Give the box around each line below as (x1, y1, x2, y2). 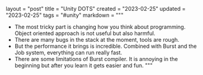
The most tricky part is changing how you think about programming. (14, 24, 186, 30)
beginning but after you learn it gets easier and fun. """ (14, 62, 153, 69)
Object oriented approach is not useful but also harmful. (14, 30, 156, 37)
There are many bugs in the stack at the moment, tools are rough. (14, 36, 180, 43)
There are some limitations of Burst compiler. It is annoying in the (14, 56, 178, 62)
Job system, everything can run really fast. (14, 49, 123, 56)
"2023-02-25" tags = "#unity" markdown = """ (5, 11, 124, 19)
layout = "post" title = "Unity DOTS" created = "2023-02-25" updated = (5, 5, 186, 12)
